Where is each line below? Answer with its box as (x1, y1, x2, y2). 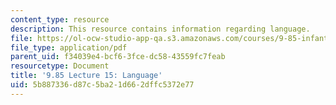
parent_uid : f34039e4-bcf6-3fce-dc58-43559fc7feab (10, 52, 226, 62)
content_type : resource (10, 14, 110, 25)
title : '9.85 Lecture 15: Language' (10, 71, 163, 81)
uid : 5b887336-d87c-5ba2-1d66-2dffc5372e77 (10, 80, 195, 90)
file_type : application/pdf (10, 42, 128, 53)
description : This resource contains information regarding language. (10, 24, 311, 34)
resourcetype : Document (10, 61, 110, 71)
